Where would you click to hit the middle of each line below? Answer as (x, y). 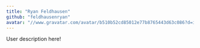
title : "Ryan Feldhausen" (38, 11)
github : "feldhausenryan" (38, 17)
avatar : (16, 22)
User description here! (34, 39)
